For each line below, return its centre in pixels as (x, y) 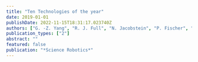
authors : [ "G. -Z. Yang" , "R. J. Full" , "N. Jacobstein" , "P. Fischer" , (97, 28)
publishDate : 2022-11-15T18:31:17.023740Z (59, 22)
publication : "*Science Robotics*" (50, 50)
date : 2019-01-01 (27, 17)
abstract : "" (22, 39)
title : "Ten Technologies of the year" (55, 12)
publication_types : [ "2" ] (38, 34)
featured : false (26, 45)
